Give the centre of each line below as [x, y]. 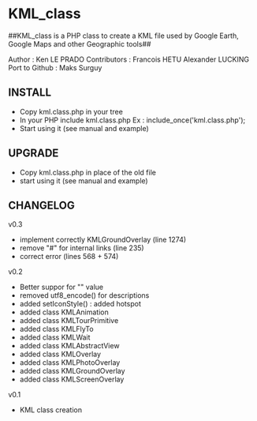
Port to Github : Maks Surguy [55, 67]
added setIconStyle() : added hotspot [80, 304]
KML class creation [51, 410]
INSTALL [30, 93]
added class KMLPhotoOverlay [70, 363]
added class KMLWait [55, 337]
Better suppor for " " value [61, 287]
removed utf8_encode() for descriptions [84, 295]
